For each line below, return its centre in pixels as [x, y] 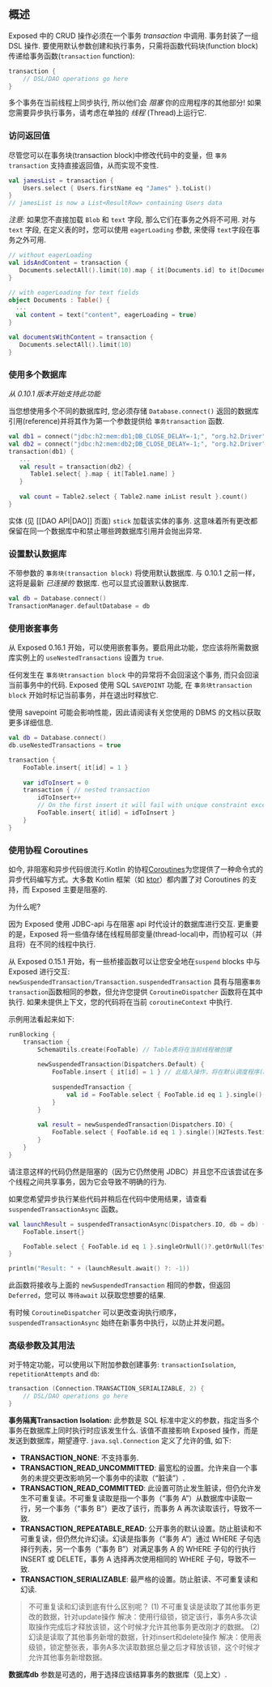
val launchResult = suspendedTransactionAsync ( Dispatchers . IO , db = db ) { [137, 1224]
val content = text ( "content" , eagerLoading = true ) [106, 315]
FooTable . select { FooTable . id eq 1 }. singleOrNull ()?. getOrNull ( [137, 1246]
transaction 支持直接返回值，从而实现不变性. [84, 165]
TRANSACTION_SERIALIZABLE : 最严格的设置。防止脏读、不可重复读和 [139, 1579]
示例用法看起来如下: [42, 1019]
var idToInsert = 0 [56, 783]
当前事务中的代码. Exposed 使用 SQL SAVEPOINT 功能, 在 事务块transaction [130, 685]
